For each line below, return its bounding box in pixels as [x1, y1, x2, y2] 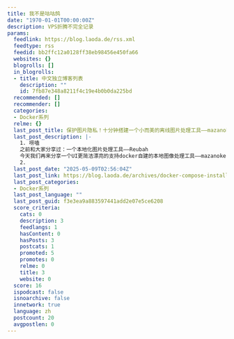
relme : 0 [19, 262, 45, 269]
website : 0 [19, 276, 52, 283]
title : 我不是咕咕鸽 [7, 10, 61, 17]
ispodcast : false [13, 288, 64, 296]
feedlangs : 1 [19, 223, 58, 230]
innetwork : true [13, 301, 61, 308]
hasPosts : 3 [19, 237, 54, 244]
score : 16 [13, 282, 42, 289]
